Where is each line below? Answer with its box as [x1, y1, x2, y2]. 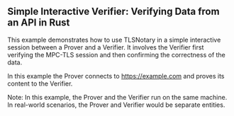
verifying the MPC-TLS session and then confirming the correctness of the [7, 50, 225, 59]
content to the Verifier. [7, 79, 73, 88]
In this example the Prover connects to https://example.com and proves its [7, 71, 225, 80]
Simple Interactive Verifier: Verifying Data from [7, 6, 220, 18]
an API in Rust [7, 17, 70, 29]
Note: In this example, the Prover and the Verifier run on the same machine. [7, 93, 228, 101]
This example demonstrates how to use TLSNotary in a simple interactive [7, 35, 221, 44]
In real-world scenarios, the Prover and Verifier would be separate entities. [7, 100, 225, 109]
